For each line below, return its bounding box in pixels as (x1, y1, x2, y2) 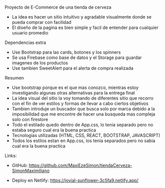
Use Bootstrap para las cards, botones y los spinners (11, 49, 121, 55)
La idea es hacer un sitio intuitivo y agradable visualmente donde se (11, 14, 152, 19)
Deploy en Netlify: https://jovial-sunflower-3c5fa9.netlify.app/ (11, 177, 139, 183)
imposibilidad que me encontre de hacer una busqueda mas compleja (11, 111, 156, 117)
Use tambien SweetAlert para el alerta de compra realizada (11, 65, 134, 71)
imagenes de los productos (11, 60, 68, 65)
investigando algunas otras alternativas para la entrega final (11, 90, 135, 95)
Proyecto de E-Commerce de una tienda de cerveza (4, 4, 112, 10)
